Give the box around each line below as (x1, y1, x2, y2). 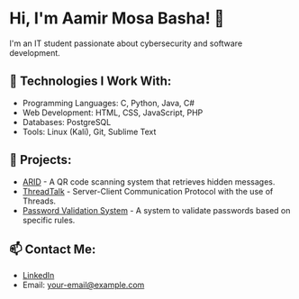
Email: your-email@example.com (22, 279, 145, 291)
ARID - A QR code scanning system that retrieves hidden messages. (22, 176, 276, 187)
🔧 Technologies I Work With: (9, 74, 172, 89)
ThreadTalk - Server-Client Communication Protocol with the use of (22, 186, 274, 196)
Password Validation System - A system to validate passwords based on (22, 204, 291, 215)
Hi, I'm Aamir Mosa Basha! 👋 (9, 8, 225, 29)
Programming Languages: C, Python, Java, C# (22, 97, 195, 108)
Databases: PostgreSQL (22, 116, 112, 127)
